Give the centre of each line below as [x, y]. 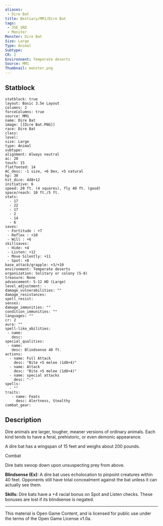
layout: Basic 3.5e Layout [32, 103]
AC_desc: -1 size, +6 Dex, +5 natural [44, 171]
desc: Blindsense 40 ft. [37, 350]
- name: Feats [26, 396]
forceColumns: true [25, 112]
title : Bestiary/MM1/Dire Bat [36, 18]
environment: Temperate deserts [38, 269]
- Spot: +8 [18, 260]
